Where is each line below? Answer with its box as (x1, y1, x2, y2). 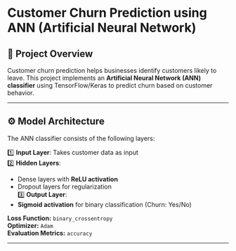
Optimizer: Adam (7, 221, 54, 229)
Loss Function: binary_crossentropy (7, 214, 113, 222)
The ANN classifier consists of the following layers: (7, 134, 155, 142)
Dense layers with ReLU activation (17, 175, 118, 183)
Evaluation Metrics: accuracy (7, 229, 93, 237)
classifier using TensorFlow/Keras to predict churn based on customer (7, 81, 213, 89)
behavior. (7, 89, 34, 97)
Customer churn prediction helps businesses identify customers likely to (7, 67, 217, 74)
